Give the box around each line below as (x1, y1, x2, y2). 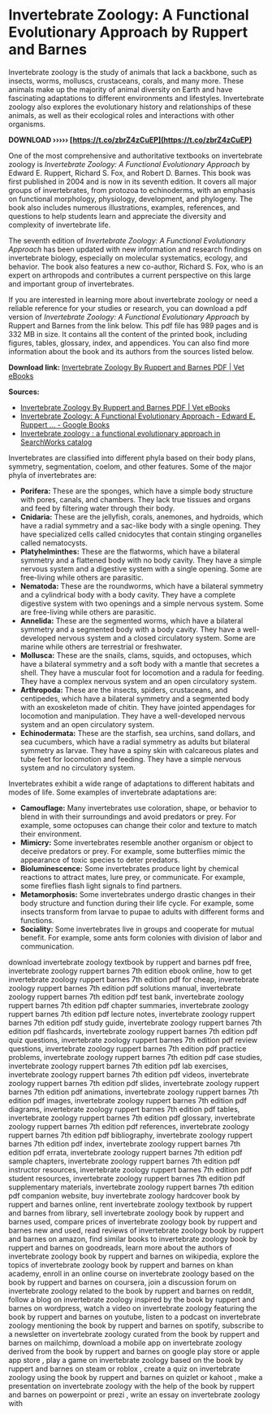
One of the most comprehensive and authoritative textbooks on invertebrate (8, 151, 263, 160)
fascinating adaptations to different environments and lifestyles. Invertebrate (8, 93, 265, 103)
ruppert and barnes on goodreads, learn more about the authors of (8, 1242, 233, 1252)
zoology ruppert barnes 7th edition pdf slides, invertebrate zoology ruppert (8, 1078, 260, 1088)
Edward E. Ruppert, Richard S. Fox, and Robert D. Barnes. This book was (8, 168, 252, 177)
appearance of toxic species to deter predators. (19, 855, 180, 865)
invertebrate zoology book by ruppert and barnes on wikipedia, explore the (8, 1251, 260, 1261)
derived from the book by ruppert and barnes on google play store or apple (8, 1346, 260, 1356)
